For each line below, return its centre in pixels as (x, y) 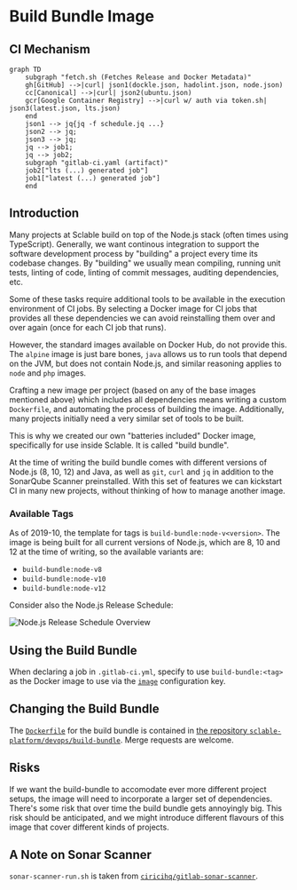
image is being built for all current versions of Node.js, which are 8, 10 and (145, 543)
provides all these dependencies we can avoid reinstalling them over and (142, 318)
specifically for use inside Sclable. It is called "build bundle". (119, 445)
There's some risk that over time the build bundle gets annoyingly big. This (145, 808)
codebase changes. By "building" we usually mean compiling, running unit (145, 263)
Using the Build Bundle (73, 650)
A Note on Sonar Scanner (81, 854)
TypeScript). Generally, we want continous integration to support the (134, 244)
